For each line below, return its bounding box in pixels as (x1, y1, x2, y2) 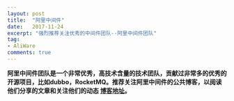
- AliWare (7, 42, 36, 49)
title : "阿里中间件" (7, 17, 65, 24)
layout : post (7, 10, 45, 17)
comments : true (7, 49, 52, 56)
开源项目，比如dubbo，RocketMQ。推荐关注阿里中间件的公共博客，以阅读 (7, 77, 222, 86)
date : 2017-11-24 (7, 23, 64, 30)
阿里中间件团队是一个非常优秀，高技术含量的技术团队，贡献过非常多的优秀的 (7, 69, 227, 77)
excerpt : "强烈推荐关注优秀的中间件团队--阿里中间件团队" (7, 29, 157, 37)
